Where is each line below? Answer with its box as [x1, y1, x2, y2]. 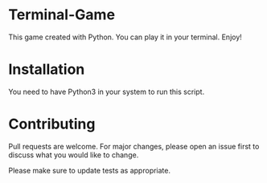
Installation [8, 60, 85, 79]
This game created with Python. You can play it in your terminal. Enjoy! [8, 32, 243, 42]
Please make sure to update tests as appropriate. [8, 165, 171, 175]
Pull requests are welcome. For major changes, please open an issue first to [8, 141, 260, 151]
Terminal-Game [8, 6, 115, 24]
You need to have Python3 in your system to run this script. [8, 87, 205, 96]
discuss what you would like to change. [8, 150, 139, 160]
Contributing [8, 115, 96, 133]
